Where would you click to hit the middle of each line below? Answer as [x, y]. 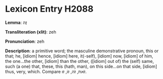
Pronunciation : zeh [25, 41]
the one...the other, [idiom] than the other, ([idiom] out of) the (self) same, [80, 61]
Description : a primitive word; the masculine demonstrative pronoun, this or [82, 51]
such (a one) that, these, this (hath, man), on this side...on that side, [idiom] [81, 66]
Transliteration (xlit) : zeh [31, 32]
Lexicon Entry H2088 [49, 9]
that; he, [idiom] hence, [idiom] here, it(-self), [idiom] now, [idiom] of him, [79, 56]
